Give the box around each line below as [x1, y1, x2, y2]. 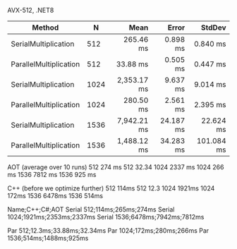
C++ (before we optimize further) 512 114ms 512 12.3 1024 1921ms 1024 [7, 184, 215, 193]
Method [32, 23, 59, 32]
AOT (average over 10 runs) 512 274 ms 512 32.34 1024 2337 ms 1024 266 [7, 163, 224, 171]
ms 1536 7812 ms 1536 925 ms [7, 171, 97, 178]
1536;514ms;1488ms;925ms [7, 234, 89, 242]
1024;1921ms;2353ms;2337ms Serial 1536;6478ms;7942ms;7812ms [7, 213, 205, 221]
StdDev [200, 23, 226, 32]
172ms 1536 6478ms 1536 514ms [7, 192, 104, 200]
